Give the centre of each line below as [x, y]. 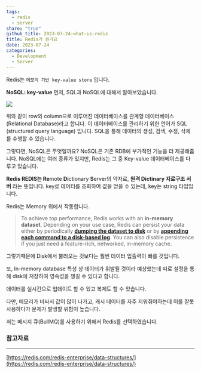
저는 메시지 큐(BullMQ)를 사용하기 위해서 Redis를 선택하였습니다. [82, 321]
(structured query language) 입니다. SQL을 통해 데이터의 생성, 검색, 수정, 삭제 [98, 131]
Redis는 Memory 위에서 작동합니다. [48, 206]
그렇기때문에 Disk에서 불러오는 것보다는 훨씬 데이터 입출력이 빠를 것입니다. [93, 256]
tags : [13, 12]
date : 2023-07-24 [28, 45]
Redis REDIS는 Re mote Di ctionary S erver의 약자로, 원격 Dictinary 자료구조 [96, 178]
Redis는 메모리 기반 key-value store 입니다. [58, 79]
